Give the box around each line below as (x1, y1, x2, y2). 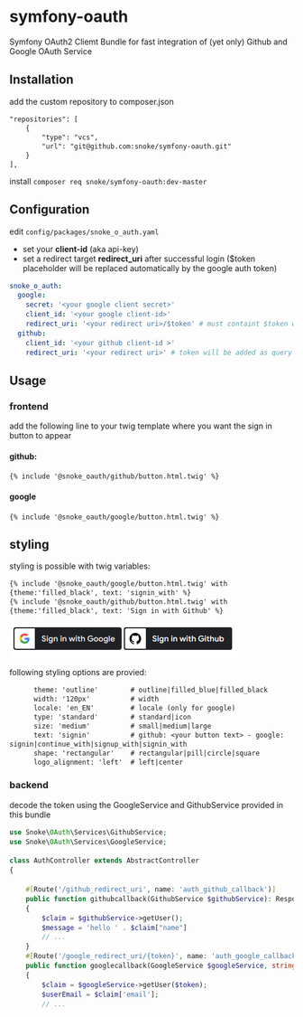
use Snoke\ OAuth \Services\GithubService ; (9, 827, 168, 837)
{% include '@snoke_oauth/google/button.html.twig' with (9, 579, 228, 589)
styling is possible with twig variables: (9, 560, 151, 571)
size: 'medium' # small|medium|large (32, 721, 212, 731)
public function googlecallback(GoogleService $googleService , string (25, 961, 297, 971)
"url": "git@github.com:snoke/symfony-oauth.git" (41, 142, 232, 151)
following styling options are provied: (9, 667, 147, 678)
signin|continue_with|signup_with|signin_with (9, 739, 188, 749)
